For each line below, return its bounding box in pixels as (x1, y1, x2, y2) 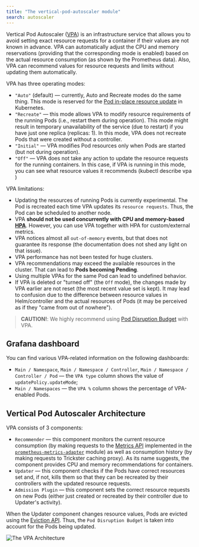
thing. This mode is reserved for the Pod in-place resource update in (14, 97, 183, 105)
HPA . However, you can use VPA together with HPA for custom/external (14, 222, 190, 229)
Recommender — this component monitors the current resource (14, 436, 165, 443)
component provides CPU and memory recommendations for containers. (14, 461, 194, 468)
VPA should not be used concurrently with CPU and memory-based (14, 215, 185, 223)
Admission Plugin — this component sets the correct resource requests (14, 486, 190, 494)
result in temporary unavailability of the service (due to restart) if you (14, 123, 184, 130)
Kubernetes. (14, 104, 45, 111)
